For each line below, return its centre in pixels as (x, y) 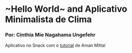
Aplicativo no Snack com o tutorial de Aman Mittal (55, 46)
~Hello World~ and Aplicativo (66, 9)
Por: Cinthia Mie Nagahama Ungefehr (50, 35)
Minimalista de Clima (48, 19)
